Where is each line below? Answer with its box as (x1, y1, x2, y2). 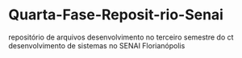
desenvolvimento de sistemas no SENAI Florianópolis (8, 40, 186, 50)
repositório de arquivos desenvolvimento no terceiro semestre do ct (8, 32, 234, 42)
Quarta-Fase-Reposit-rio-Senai (8, 6, 224, 24)
